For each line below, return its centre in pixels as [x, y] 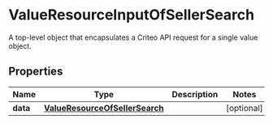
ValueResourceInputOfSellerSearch [131, 15]
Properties [36, 72]
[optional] [245, 108]
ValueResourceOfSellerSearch [104, 108]
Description [195, 94]
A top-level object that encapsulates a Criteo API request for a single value [133, 37]
